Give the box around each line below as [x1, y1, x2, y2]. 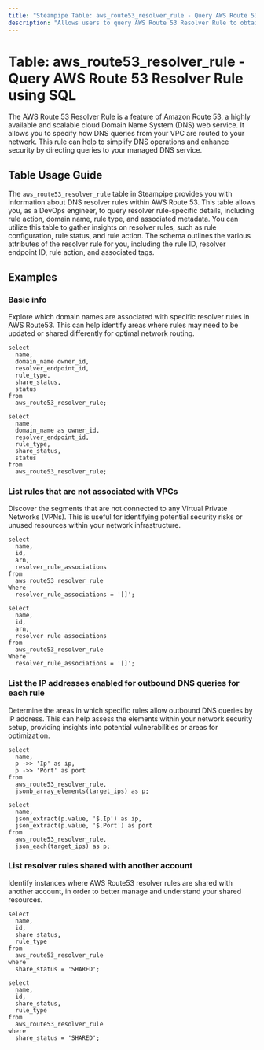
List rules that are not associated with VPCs [8, 485, 178, 496]
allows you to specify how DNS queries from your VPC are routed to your [8, 129, 245, 138]
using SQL [8, 86, 77, 104]
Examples [8, 271, 57, 284]
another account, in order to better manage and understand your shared [8, 886, 242, 896]
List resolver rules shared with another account [8, 860, 193, 871]
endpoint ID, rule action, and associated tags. [8, 248, 155, 257]
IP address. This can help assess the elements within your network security [8, 713, 253, 724]
